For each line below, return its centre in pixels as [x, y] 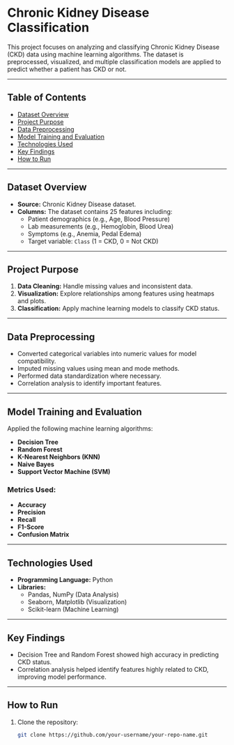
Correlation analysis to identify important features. [89, 383]
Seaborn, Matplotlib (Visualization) [77, 602]
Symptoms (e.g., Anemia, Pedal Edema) [85, 233]
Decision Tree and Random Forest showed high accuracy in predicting [118, 654]
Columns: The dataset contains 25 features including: [95, 211]
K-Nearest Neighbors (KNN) [59, 457]
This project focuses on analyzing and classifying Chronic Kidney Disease [114, 47]
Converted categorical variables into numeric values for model [107, 354]
